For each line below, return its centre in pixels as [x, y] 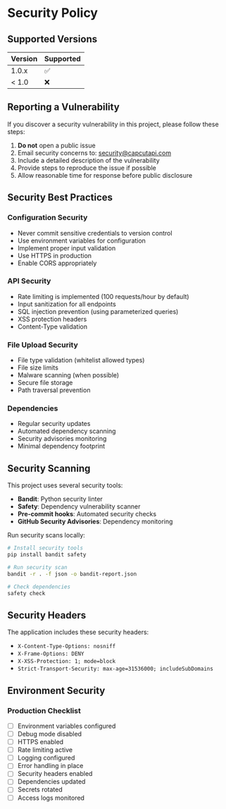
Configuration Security [48, 218]
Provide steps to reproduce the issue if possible [87, 168]
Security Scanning [49, 468]
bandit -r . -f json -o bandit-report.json [72, 574]
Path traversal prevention [54, 390]
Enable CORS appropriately [57, 263]
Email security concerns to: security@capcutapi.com [94, 152]
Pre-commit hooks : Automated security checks [87, 514]
